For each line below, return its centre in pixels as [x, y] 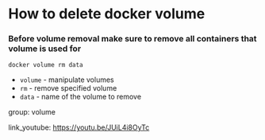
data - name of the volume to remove [80, 97]
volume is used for [45, 49]
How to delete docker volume [107, 14]
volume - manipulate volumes [67, 80]
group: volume [32, 112]
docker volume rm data [46, 65]
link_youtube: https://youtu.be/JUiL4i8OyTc [79, 127]
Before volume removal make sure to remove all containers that [132, 39]
